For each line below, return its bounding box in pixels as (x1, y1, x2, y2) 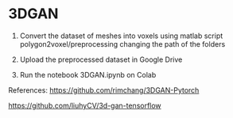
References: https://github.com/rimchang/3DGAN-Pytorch (8, 85, 200, 95)
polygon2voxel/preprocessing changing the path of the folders (19, 39, 226, 48)
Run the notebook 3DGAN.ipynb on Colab (19, 70, 157, 79)
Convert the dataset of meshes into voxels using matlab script (19, 31, 223, 40)
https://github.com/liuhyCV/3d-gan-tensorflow (8, 101, 161, 110)
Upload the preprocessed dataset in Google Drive (19, 55, 183, 64)
